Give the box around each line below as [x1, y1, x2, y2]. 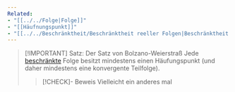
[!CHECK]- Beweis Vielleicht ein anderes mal [42, 78, 173, 86]
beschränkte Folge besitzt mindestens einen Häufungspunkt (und [24, 57, 215, 65]
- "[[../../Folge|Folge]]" [7, 17, 87, 24]
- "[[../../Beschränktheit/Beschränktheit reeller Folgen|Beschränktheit [7, 29, 229, 37]
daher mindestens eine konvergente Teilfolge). [24, 64, 160, 72]
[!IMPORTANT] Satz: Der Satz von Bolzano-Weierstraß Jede [24, 49, 199, 58]
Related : [7, 10, 33, 18]
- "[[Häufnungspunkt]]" [7, 23, 78, 30]
